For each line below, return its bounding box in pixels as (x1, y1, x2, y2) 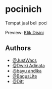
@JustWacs (12, 57, 37, 63)
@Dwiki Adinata (12, 62, 45, 68)
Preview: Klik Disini (5, 29, 44, 35)
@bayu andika (12, 68, 42, 74)
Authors (5, 44, 31, 53)
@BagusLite (12, 73, 37, 79)
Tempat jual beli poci (5, 20, 48, 26)
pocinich (5, 3, 42, 15)
